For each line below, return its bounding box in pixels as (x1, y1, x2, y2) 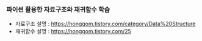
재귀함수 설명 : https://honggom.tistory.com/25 (15, 28, 131, 35)
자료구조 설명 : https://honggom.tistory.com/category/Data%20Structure (15, 20, 196, 28)
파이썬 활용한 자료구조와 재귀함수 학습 (6, 5, 110, 13)
